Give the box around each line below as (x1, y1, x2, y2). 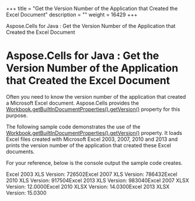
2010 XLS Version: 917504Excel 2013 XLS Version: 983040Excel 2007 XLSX (6, 176, 190, 183)
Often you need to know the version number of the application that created (6, 93, 186, 100)
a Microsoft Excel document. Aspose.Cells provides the (6, 99, 139, 106)
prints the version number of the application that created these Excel (6, 141, 171, 148)
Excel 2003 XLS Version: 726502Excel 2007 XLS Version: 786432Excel (6, 171, 177, 178)
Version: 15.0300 (6, 189, 47, 196)
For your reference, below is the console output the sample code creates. (6, 159, 183, 166)
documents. (6, 148, 35, 155)
